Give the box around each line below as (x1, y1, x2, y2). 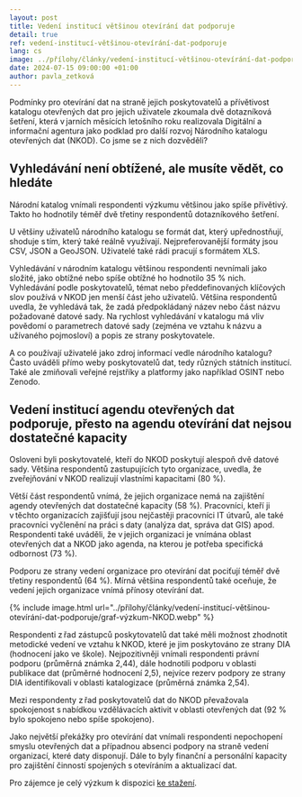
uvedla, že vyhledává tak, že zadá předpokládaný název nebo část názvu (9, 301, 280, 312)
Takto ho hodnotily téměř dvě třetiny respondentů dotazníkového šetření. (9, 208, 280, 219)
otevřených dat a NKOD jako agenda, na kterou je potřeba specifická (9, 538, 263, 550)
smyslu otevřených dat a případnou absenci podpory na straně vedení (9, 741, 270, 752)
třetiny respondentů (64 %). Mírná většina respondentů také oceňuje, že (9, 575, 277, 586)
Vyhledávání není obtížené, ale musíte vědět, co (9, 161, 284, 177)
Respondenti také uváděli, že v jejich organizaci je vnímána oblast (9, 529, 252, 540)
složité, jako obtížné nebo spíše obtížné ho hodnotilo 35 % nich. (9, 272, 246, 283)
